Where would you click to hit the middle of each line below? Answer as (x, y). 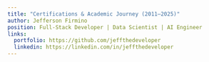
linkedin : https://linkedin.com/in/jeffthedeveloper (94, 47)
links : (17, 34)
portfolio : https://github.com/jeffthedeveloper (87, 41)
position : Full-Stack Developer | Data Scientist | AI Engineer (105, 27)
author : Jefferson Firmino (47, 21)
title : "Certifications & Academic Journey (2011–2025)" (94, 14)
